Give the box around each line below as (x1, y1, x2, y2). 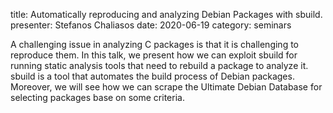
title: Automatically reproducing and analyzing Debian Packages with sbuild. (10, 9, 323, 20)
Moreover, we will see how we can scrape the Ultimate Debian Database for (10, 81, 323, 93)
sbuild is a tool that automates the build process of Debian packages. (10, 70, 295, 82)
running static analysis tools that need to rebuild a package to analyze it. (10, 60, 309, 71)
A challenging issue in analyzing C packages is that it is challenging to (10, 39, 300, 50)
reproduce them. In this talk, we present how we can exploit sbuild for (10, 49, 298, 61)
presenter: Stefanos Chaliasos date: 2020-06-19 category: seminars (10, 19, 292, 31)
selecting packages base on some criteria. (10, 92, 185, 103)
